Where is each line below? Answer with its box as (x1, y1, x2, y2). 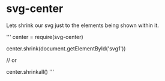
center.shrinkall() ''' (6, 68, 55, 75)
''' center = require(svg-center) (6, 33, 84, 40)
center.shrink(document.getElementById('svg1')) (6, 44, 126, 52)
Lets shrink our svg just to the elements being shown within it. (6, 22, 159, 29)
